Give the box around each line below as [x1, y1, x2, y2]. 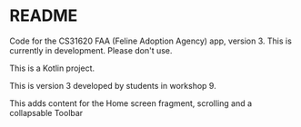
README [9, 5, 78, 26]
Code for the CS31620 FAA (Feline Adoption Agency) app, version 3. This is [9, 35, 293, 46]
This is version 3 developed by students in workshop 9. [9, 80, 216, 91]
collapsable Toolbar [9, 107, 84, 118]
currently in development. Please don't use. [9, 44, 173, 55]
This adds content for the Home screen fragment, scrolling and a [9, 97, 253, 109]
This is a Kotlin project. [9, 63, 95, 73]
